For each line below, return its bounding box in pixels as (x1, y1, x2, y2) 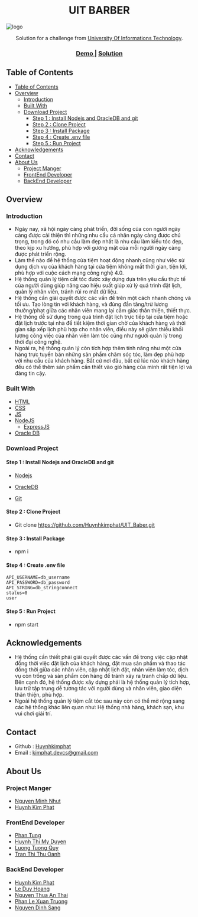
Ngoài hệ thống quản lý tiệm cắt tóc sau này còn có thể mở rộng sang (14, 697, 185, 704)
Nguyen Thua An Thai (14, 891, 69, 898)
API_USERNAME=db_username (6, 575, 70, 580)
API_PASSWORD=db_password (6, 580, 70, 586)
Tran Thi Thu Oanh (14, 851, 61, 858)
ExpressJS (23, 423, 50, 430)
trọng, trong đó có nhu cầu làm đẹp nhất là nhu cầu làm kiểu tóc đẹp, (14, 238, 183, 245)
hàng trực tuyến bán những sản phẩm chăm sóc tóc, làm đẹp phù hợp (14, 351, 185, 358)
